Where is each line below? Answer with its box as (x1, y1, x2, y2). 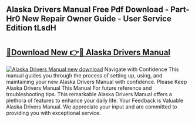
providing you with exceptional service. (6, 110, 101, 116)
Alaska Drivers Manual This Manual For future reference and (6, 84, 152, 91)
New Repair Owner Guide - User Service (22, 14, 172, 24)
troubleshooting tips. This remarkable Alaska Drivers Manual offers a (6, 91, 172, 97)
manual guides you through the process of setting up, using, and (6, 72, 163, 79)
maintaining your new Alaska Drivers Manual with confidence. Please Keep (6, 79, 187, 85)
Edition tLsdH (6, 23, 57, 33)
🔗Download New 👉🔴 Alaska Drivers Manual (6, 47, 171, 57)
